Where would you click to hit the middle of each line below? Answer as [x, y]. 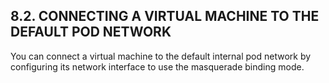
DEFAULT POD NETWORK [91, 32]
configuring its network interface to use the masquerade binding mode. [157, 66]
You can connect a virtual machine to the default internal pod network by [161, 56]
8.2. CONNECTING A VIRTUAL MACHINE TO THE [165, 16]
